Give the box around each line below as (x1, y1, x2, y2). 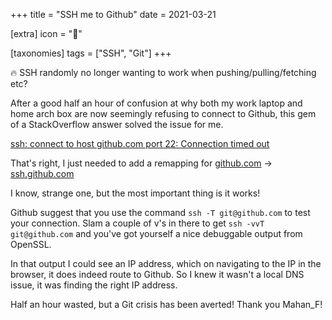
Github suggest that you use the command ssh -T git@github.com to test (10, 207, 311, 218)
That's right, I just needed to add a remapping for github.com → (10, 157, 273, 169)
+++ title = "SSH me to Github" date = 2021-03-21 (10, 9, 217, 20)
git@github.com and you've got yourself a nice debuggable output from (10, 228, 303, 239)
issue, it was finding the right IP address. (10, 279, 178, 291)
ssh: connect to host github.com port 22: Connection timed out (10, 138, 270, 149)
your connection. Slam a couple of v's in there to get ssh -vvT (10, 217, 265, 229)
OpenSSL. (10, 239, 52, 250)
